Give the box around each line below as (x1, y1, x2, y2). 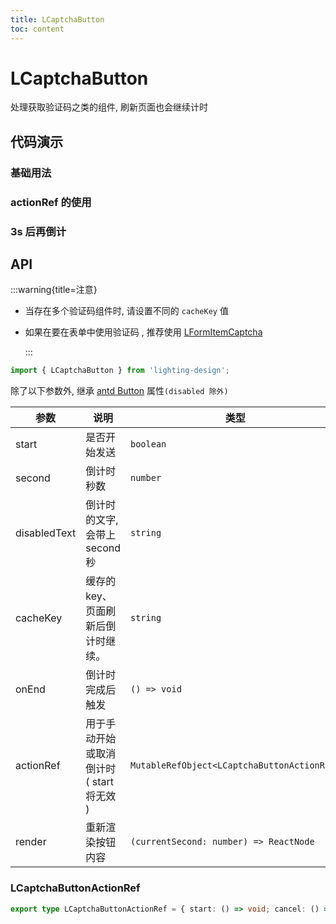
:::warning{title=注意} (10, 284, 98, 296)
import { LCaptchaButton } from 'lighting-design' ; (10, 366, 230, 376)
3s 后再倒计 (10, 224, 67, 238)
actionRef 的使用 (10, 195, 92, 209)
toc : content (10, 24, 65, 34)
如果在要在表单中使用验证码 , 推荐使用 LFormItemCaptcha (24, 326, 263, 338)
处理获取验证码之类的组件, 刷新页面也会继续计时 (10, 101, 208, 113)
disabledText (15, 526, 77, 540)
